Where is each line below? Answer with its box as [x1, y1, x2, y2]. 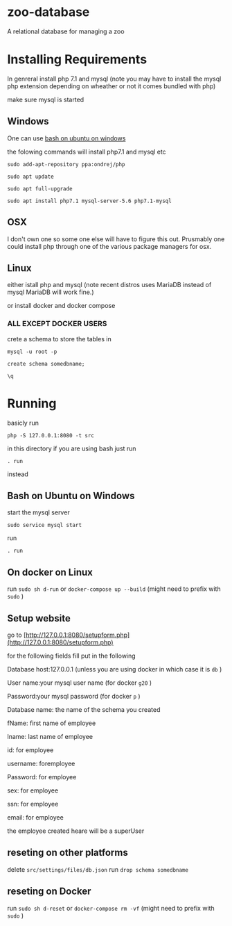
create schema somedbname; [7, 360, 85, 367]
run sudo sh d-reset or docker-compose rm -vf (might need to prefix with [7, 904, 215, 912]
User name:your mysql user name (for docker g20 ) [7, 679, 152, 687]
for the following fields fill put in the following [7, 651, 136, 660]
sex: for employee [7, 786, 59, 795]
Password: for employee [7, 772, 77, 781]
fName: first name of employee [7, 719, 96, 727]
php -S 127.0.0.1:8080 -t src [7, 432, 95, 439]
